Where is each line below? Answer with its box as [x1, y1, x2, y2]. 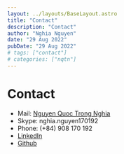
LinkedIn [17, 131, 43, 140]
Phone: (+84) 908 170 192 [17, 124, 93, 132]
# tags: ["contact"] [7, 50, 68, 57]
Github [17, 139, 37, 147]
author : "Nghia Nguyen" [7, 29, 77, 37]
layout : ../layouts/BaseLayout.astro [7, 10, 118, 17]
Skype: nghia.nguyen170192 [17, 116, 99, 125]
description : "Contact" [7, 23, 77, 30]
